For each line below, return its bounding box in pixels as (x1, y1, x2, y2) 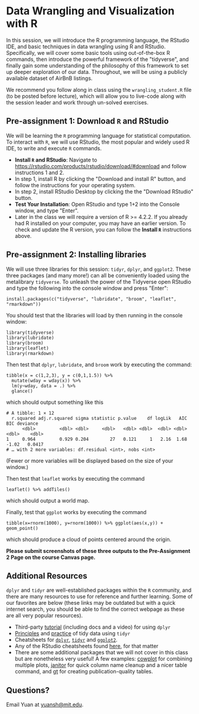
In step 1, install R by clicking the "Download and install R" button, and (14, 175, 186, 183)
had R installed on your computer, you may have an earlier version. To (14, 220, 186, 227)
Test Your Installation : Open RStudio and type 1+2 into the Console (14, 200, 180, 208)
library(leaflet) (6, 345, 49, 351)
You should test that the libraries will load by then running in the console (6, 311, 183, 319)
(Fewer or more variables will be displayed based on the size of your (6, 457, 173, 464)
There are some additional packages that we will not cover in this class (14, 649, 188, 656)
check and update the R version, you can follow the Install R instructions (14, 225, 192, 233)
